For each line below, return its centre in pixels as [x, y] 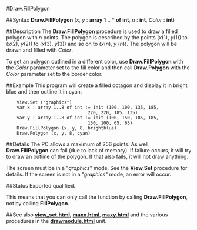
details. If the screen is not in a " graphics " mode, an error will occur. [89, 174]
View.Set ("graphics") [44, 102]
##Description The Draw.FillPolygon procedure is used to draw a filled [92, 31]
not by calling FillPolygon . [38, 203]
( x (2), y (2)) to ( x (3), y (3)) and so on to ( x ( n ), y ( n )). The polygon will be [92, 44]
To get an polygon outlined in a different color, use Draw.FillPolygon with [95, 61]
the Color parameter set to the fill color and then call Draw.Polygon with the [98, 68]
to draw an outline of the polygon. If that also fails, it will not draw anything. [97, 156]
